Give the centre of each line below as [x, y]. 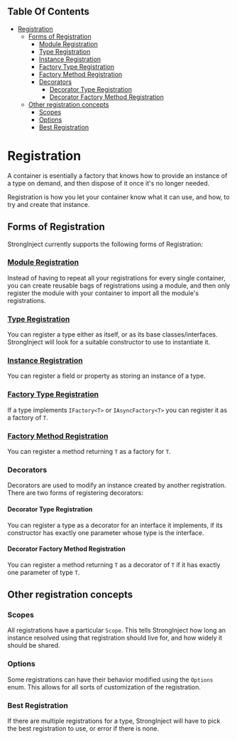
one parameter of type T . [44, 572]
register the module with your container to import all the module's [103, 293]
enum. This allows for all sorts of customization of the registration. [104, 687]
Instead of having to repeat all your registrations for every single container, [116, 277]
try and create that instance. [49, 204]
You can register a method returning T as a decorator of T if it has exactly [114, 564]
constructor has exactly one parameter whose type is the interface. [106, 532]
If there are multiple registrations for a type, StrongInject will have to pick [114, 721]
